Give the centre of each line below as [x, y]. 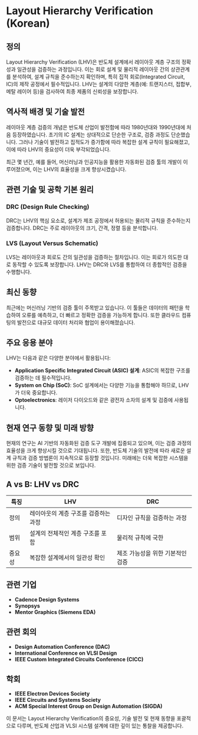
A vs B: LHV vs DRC [43, 484]
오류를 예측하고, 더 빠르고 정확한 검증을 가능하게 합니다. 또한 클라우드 [101, 315]
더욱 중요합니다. [39, 393]
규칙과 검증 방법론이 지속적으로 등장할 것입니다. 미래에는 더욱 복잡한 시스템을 [100, 458]
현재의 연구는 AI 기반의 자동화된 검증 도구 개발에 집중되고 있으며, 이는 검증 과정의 [99, 443]
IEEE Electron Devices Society [52, 694]
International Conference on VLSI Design [66, 653]
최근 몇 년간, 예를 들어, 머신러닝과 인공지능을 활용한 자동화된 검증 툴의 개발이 [94, 162]
